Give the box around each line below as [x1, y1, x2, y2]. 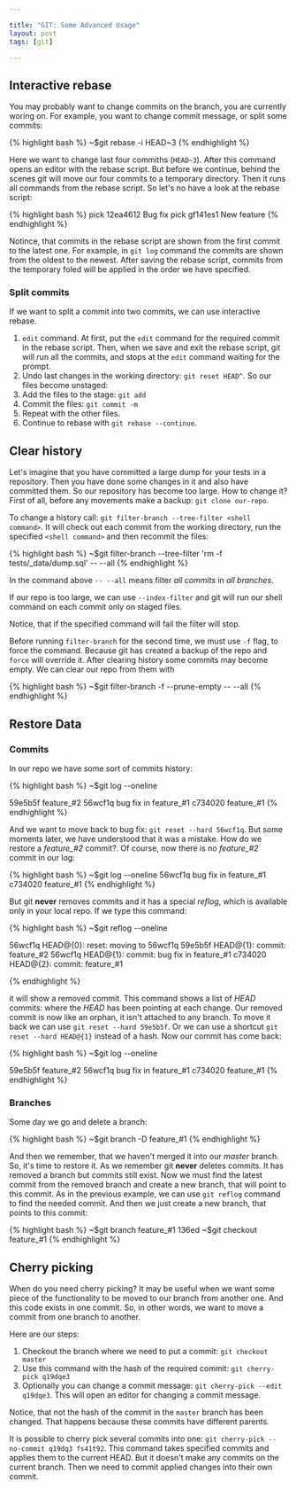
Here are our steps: [9, 1329, 80, 1339]
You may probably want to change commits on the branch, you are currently [9, 101, 287, 112]
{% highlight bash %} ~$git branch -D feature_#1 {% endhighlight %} [9, 1134, 261, 1144]
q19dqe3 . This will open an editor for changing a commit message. [21, 1390, 262, 1400]
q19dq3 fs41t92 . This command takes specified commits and [48, 1443, 269, 1454]
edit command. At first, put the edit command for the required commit [21, 333, 280, 344]
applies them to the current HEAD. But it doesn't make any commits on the [9, 1453, 280, 1463]
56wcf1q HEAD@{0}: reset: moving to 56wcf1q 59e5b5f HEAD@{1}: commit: [9, 939, 286, 950]
